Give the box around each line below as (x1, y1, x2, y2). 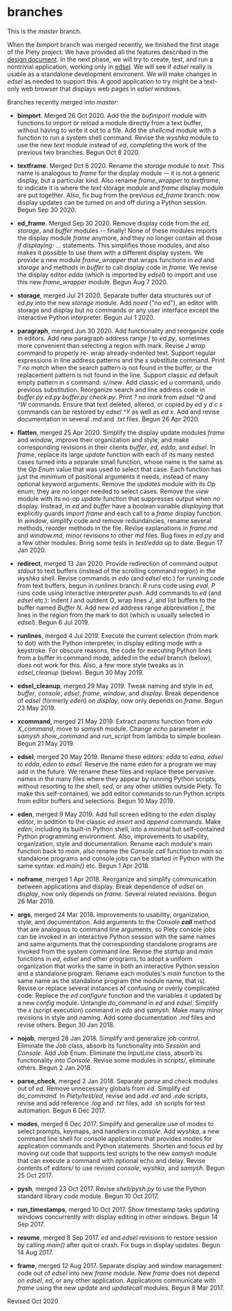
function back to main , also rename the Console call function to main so (17, 847, 223, 855)
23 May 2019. (17, 704, 57, 712)
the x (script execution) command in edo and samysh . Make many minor (17, 1006, 223, 1014)
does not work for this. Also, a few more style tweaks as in (17, 661, 184, 669)
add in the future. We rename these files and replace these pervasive (17, 767, 214, 776)
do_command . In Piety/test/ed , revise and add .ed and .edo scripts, (17, 1091, 209, 1100)
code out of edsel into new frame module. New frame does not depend (17, 1269, 220, 1277)
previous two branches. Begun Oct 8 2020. (17, 148, 140, 156)
